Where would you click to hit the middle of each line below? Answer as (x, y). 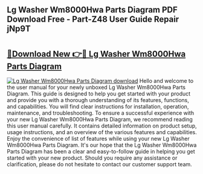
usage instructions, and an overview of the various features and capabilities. (102, 132)
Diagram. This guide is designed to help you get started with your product (99, 94)
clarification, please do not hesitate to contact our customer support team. (99, 164)
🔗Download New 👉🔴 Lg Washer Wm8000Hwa (96, 54)
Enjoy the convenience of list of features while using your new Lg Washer (98, 139)
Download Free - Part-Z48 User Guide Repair (93, 20)
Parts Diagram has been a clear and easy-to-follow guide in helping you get (101, 151)
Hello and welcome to (166, 81)
